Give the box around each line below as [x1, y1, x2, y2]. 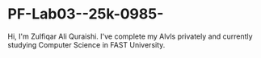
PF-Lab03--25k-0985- [7, 5, 164, 23]
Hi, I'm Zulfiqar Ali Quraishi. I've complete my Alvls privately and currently [7, 31, 253, 41]
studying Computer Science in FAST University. [7, 39, 166, 49]
